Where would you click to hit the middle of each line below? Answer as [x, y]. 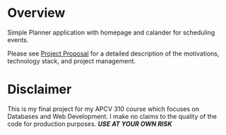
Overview [36, 13]
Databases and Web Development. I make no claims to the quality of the [112, 116]
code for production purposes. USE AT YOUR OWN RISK [90, 124]
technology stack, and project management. [72, 60]
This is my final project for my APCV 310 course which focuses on [103, 109]
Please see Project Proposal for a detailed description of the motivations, [113, 53]
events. [18, 39]
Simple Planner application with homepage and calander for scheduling [111, 32]
